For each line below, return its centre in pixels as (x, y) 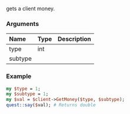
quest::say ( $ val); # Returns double (51, 105)
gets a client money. (31, 9)
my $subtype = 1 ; (27, 94)
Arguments (23, 24)
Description (74, 39)
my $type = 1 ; (24, 89)
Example (19, 76)
